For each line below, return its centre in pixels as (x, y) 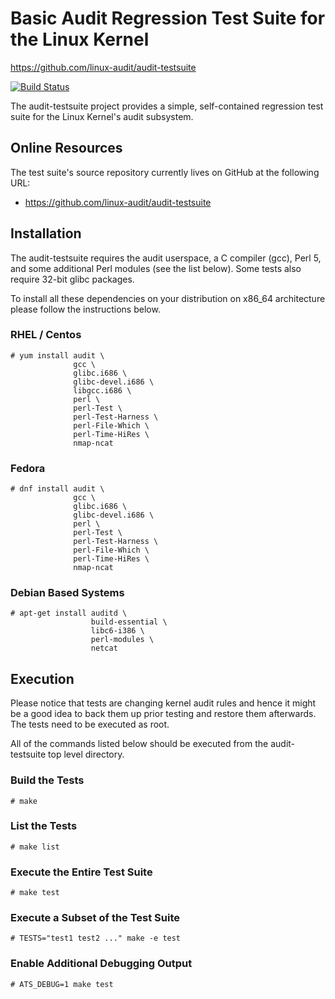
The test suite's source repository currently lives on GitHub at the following (165, 172)
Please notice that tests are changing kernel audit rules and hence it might (163, 703)
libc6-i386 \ (117, 631)
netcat (104, 648)
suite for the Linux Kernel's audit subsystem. (102, 116)
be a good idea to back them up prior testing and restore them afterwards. (163, 714)
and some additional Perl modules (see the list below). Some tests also (156, 268)
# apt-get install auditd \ (69, 613)
